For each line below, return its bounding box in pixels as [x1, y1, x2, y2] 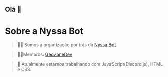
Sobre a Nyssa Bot [5, 25, 84, 37]
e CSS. [17, 66, 32, 73]
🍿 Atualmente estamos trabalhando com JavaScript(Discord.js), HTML [17, 61, 163, 67]
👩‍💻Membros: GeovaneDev [17, 51, 73, 58]
